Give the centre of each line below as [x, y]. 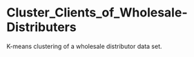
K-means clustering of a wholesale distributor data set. [85, 46]
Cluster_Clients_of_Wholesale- [97, 13]
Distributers [41, 27]
